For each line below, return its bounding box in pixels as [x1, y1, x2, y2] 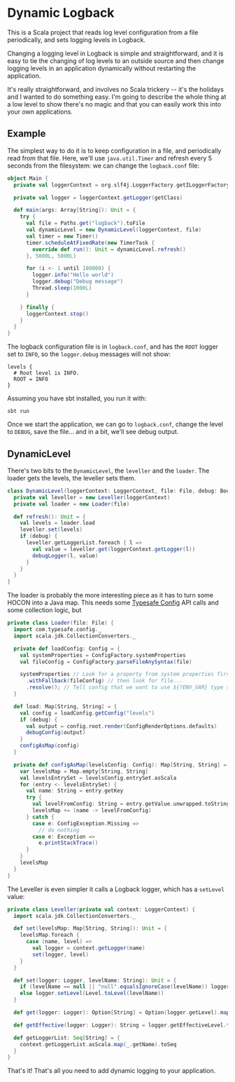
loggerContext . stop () [25, 310, 90, 317]
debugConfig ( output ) [25, 729, 86, 736]
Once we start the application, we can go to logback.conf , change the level [7, 420, 224, 428]
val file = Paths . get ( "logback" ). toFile [25, 219, 145, 227]
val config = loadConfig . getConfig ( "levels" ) [20, 710, 155, 717]
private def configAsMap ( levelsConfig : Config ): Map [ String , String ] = [13, 761, 227, 769]
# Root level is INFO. [13, 370, 80, 377]
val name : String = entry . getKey [25, 787, 124, 794]
